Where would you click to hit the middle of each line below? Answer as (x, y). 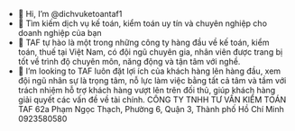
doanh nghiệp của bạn (60, 33)
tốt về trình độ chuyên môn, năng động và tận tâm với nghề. (129, 61)
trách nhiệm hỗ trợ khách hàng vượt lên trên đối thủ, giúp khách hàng (147, 90)
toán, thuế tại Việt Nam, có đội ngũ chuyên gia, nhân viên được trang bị (150, 52)
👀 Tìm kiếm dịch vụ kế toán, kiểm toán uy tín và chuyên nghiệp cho (143, 23)
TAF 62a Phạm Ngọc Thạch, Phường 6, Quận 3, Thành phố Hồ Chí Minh (151, 109)
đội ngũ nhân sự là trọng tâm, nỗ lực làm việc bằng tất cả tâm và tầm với (152, 80)
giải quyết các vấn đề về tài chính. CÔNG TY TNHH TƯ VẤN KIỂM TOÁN (152, 100)
